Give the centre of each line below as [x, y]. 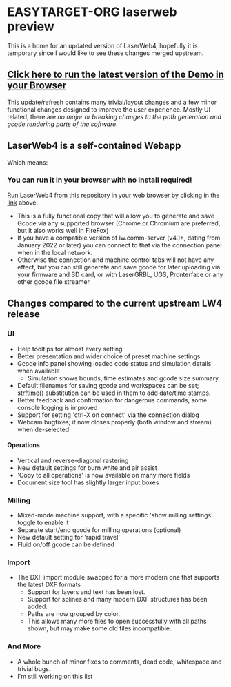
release [23, 314]
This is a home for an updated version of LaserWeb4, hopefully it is [102, 45]
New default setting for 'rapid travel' [69, 537]
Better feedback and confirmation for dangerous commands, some [112, 400]
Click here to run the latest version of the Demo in [115, 75]
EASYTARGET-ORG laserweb [92, 12]
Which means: [28, 162]
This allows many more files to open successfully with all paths [117, 622]
